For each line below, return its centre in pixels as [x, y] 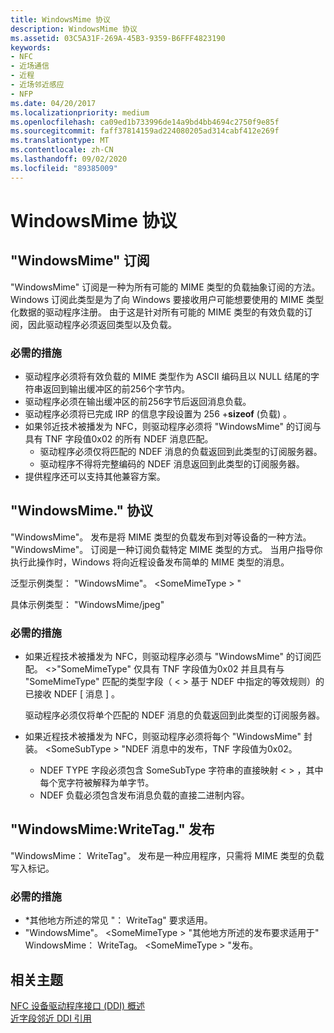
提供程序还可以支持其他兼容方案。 [95, 476]
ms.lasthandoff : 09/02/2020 [69, 159]
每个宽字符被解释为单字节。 [97, 783]
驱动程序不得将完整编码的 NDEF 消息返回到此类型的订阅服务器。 [172, 463]
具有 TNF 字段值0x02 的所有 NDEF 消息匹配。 [119, 438]
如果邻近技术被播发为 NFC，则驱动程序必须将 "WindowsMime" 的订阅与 [173, 426]
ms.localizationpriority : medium [80, 112]
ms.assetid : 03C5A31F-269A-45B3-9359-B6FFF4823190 [118, 38]
